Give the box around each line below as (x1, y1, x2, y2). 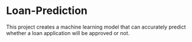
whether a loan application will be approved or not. (6, 29, 130, 36)
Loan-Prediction (6, 4, 87, 17)
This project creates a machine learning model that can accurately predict (6, 23, 186, 30)
